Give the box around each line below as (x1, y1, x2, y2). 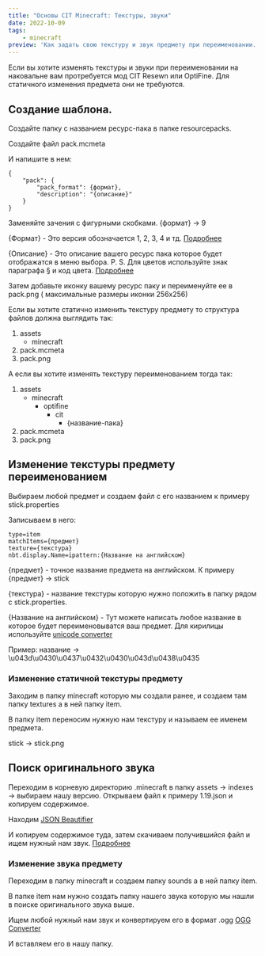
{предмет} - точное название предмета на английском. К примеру (8, 565, 235, 574)
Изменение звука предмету (8, 858, 123, 869)
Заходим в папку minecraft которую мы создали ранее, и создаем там (8, 691, 248, 701)
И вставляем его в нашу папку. (8, 939, 113, 949)
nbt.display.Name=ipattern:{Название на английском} (8, 551, 186, 559)
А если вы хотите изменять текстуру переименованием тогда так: (8, 369, 233, 379)
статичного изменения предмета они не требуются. (8, 80, 185, 90)
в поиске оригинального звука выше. (8, 900, 134, 909)
